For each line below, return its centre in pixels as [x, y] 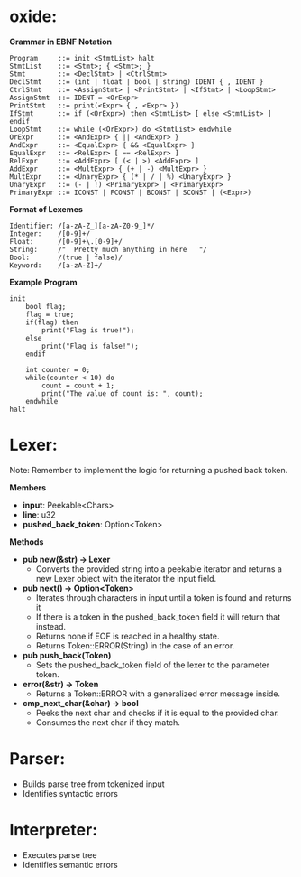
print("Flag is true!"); [88, 330]
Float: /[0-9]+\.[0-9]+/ [66, 241]
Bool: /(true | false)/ [66, 257]
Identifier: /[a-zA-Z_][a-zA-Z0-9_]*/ [82, 226]
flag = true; [50, 314]
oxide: [33, 17]
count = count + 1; [78, 386]
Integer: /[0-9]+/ [50, 233]
